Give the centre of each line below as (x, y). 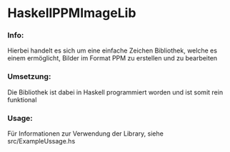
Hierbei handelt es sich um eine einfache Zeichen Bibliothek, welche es (112, 50)
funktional (22, 99)
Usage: (20, 118)
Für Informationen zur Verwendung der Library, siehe (86, 134)
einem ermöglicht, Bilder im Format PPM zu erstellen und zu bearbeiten (112, 58)
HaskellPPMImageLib (72, 13)
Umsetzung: (29, 77)
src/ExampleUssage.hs (41, 141)
